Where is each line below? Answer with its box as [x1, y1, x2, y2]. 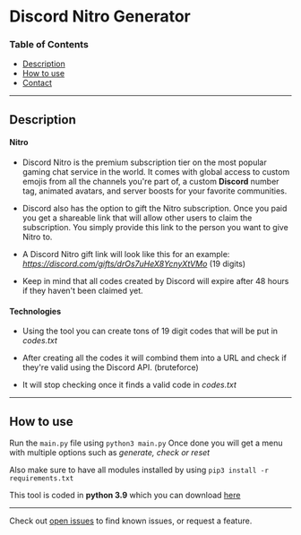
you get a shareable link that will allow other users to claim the [21, 212, 253, 223]
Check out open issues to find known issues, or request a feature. [9, 515, 253, 526]
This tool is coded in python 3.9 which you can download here [9, 490, 241, 501]
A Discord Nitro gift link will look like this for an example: [21, 249, 230, 260]
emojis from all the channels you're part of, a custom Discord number [21, 177, 279, 187]
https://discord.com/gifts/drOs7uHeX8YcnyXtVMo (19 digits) [21, 258, 246, 270]
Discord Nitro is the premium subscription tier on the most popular [21, 157, 267, 168]
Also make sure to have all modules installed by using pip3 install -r [9, 464, 269, 476]
